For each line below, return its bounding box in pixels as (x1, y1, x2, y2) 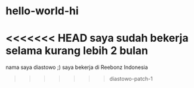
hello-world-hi (5, 4, 79, 18)
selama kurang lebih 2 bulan (5, 44, 149, 58)
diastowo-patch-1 (109, 76, 153, 83)
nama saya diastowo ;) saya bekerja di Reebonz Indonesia (5, 64, 149, 71)
